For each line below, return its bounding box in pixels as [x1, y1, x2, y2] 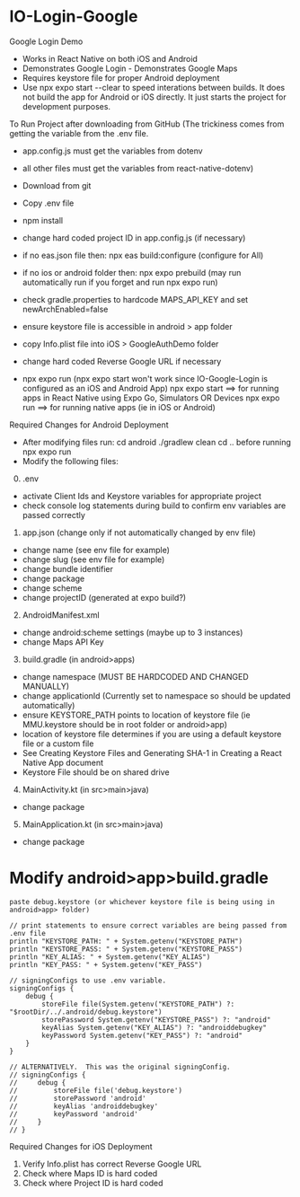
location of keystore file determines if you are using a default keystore [22, 728, 282, 739]
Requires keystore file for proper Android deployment [22, 72, 220, 83]
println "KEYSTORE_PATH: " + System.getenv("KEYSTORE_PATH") [9, 937, 243, 946]
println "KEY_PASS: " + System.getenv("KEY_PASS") [9, 960, 203, 969]
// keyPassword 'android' [9, 1109, 139, 1119]
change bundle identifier [22, 563, 114, 574]
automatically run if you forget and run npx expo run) [22, 277, 218, 287]
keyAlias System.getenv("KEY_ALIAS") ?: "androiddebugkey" [41, 1023, 268, 1032]
